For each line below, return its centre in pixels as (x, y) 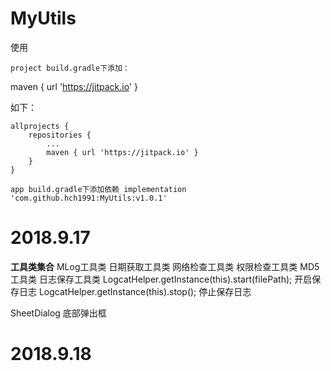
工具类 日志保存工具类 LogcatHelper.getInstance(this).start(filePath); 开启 (161, 279)
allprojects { (40, 126)
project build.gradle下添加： (70, 68)
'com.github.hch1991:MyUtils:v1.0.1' (89, 198)
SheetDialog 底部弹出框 (58, 313)
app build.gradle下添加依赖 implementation (98, 189)
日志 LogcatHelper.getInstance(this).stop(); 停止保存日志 (135, 291)
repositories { (60, 135)
